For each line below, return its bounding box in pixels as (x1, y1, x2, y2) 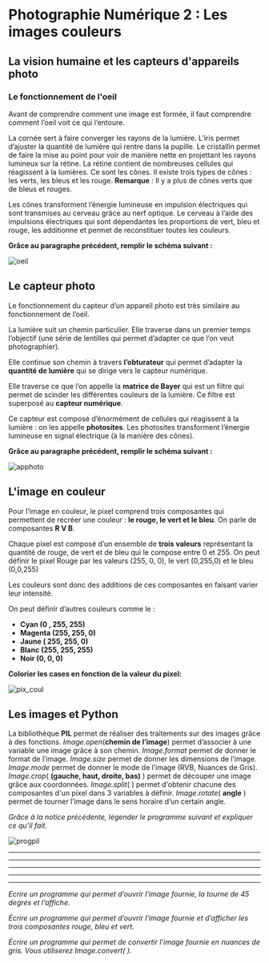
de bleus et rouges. (8, 184, 72, 194)
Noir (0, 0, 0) (19, 653, 64, 663)
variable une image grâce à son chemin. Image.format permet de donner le (8, 746, 256, 756)
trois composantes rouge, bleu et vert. (8, 922, 134, 932)
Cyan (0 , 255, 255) (19, 619, 86, 629)
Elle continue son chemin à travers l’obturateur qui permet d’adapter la (8, 357, 243, 367)
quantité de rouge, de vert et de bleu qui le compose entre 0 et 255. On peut (8, 547, 260, 557)
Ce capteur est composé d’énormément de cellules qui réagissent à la (8, 414, 239, 423)
